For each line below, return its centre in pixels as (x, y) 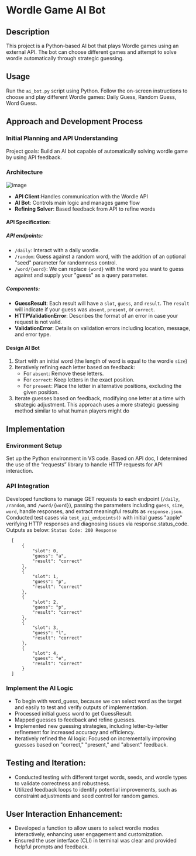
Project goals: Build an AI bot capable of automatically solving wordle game (97, 151)
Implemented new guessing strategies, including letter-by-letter (91, 726)
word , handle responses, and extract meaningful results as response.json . (94, 511)
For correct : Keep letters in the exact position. (79, 379)
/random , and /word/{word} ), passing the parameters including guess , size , (95, 505)
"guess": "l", (49, 632)
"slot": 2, (45, 602)
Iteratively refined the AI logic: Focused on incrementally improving (95, 738)
